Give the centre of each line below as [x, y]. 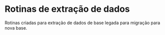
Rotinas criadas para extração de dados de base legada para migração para [82, 23]
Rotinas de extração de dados [67, 9]
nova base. [16, 28]
